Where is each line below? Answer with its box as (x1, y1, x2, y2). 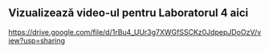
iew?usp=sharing (8, 36, 66, 45)
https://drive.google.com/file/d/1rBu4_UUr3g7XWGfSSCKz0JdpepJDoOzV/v (8, 27, 262, 36)
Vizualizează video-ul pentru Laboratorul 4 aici (8, 6, 249, 20)
